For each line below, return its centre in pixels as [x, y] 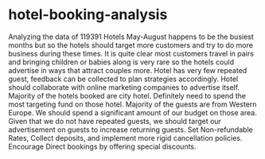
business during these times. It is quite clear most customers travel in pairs [131, 53]
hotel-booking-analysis [88, 15]
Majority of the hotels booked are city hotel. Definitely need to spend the [127, 95]
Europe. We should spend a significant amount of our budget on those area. [132, 112]
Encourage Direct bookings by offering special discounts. [102, 146]
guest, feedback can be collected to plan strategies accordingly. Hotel [123, 79]
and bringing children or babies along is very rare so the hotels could [121, 62]
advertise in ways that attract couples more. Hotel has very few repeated [128, 70]
